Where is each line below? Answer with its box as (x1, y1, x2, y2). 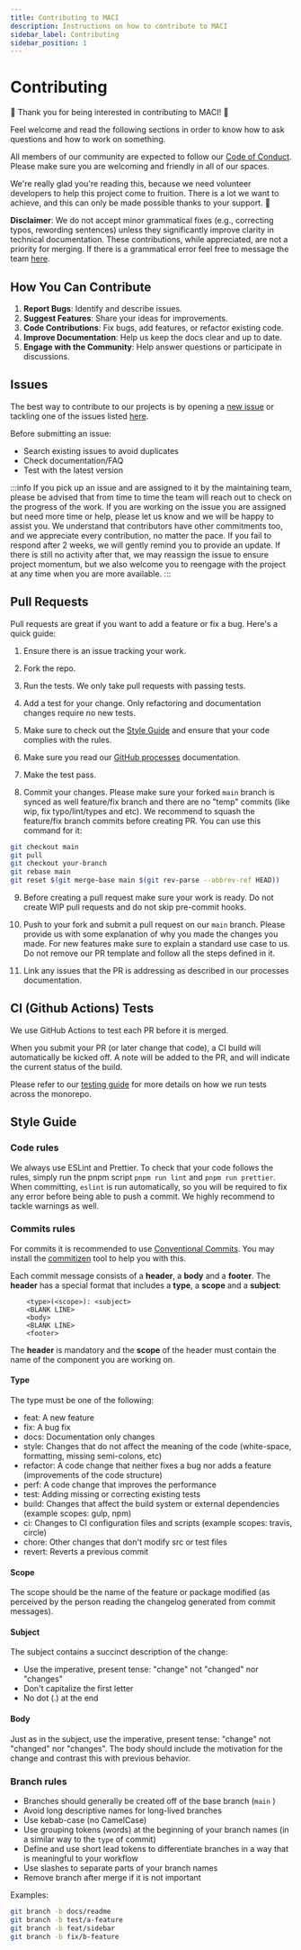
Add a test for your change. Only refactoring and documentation (22, 697, 261, 708)
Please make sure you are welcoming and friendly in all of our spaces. (10, 161, 270, 172)
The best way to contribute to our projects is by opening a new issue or (10, 401, 275, 412)
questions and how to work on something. (10, 134, 166, 145)
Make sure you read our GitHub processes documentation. (22, 751, 241, 762)
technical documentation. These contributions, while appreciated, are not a (10, 234, 288, 245)
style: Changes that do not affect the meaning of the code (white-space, (22, 1441, 292, 1451)
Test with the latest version (22, 465, 124, 476)
